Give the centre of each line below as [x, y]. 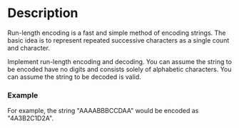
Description [43, 13]
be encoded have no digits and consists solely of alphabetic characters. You [119, 69]
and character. [29, 48]
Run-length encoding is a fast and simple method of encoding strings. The [117, 33]
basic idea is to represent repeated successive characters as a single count [118, 40]
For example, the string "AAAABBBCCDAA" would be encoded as [103, 111]
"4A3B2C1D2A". [31, 118]
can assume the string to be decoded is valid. [74, 77]
